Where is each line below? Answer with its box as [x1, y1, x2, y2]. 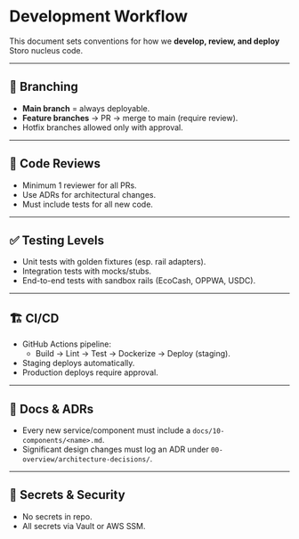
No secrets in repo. [21, 510, 93, 522]
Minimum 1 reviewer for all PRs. [21, 180, 137, 191]
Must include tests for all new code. [21, 199, 154, 209]
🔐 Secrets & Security [9, 487, 126, 502]
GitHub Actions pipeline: [21, 339, 111, 349]
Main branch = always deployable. [21, 102, 150, 113]
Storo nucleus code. [9, 45, 84, 55]
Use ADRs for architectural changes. [21, 189, 157, 200]
